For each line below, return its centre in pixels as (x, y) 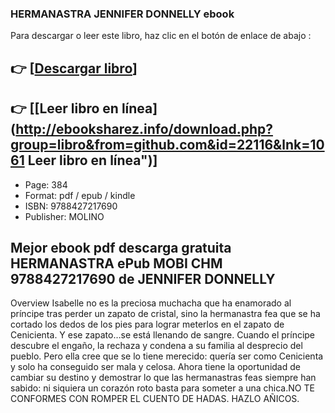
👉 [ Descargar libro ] (74, 68)
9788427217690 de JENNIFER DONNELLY (143, 278)
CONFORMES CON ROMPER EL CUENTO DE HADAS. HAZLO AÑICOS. (155, 399)
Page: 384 (46, 184)
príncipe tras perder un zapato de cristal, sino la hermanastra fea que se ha (165, 314)
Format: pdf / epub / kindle (80, 195)
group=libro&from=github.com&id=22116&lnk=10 (167, 145)
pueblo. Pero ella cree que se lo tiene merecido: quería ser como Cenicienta (167, 356)
